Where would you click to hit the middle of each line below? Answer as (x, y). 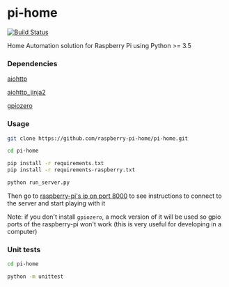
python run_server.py (39, 183)
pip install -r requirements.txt (56, 164)
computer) (22, 231)
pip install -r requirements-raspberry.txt (71, 170)
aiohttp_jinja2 (27, 93)
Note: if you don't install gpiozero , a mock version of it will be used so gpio (114, 217)
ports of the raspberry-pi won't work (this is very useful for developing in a (114, 224)
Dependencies (32, 63)
